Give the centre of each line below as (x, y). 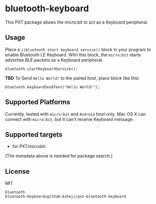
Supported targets (34, 134)
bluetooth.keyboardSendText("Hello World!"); (52, 87)
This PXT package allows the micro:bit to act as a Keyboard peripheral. (77, 22)
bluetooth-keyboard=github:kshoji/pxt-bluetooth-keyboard (65, 197)
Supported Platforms (38, 102)
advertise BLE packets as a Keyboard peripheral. (54, 60)
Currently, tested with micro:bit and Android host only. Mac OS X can (76, 114)
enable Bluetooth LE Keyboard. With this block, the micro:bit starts (73, 55)
